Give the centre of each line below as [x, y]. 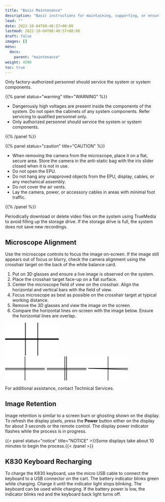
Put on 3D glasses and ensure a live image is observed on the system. [83, 274]
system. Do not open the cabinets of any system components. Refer [81, 112]
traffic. [19, 197]
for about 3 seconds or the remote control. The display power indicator [77, 426]
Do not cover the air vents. [39, 187]
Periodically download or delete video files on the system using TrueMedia [81, 217]
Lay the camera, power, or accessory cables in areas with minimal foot [84, 192]
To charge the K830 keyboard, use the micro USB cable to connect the [77, 474]
